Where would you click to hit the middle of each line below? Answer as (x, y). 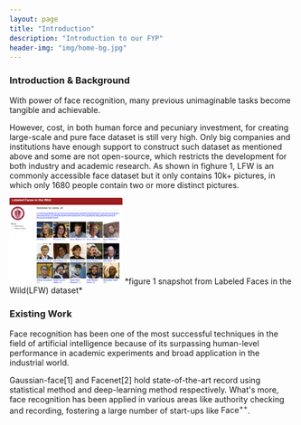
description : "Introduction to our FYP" (87, 38)
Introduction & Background (70, 80)
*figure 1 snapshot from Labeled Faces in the (208, 281)
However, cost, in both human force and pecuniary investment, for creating (149, 127)
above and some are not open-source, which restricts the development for (148, 156)
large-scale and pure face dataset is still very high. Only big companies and (150, 137)
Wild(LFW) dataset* (46, 290)
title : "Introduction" (52, 28)
